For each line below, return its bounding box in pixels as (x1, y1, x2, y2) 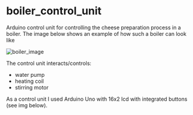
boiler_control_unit (6, 4, 102, 18)
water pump (14, 71, 45, 78)
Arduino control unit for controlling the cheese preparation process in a (6, 24, 181, 31)
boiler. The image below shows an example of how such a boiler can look (6, 30, 187, 37)
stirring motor (14, 83, 49, 91)
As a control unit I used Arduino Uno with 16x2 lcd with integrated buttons (6, 95, 188, 102)
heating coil (14, 77, 44, 85)
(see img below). (6, 101, 48, 108)
